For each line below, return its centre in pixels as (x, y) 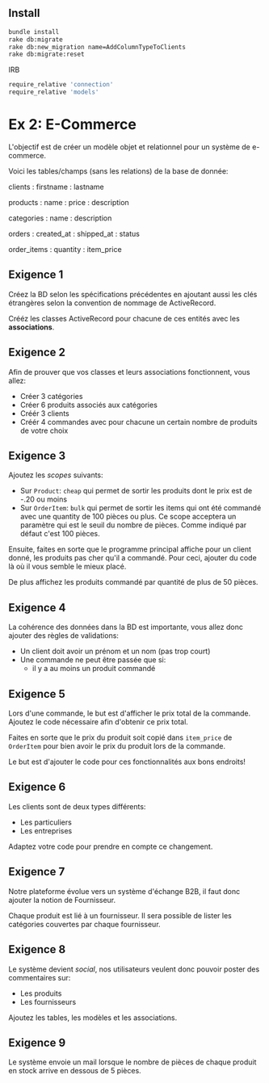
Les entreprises (46, 830)
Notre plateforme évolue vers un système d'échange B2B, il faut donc (124, 891)
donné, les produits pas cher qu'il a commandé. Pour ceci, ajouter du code (132, 558)
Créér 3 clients (45, 413)
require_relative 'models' (54, 92)
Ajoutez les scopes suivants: (56, 475)
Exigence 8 (37, 949)
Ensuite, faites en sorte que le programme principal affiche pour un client (130, 549)
